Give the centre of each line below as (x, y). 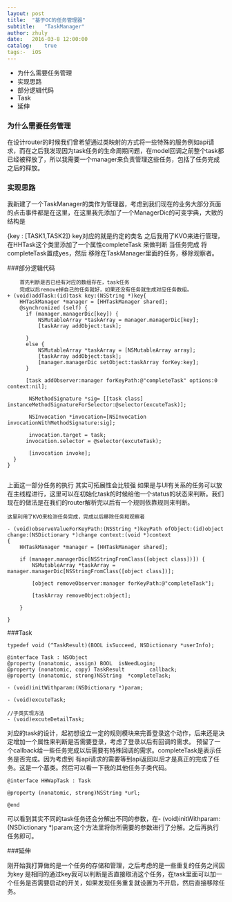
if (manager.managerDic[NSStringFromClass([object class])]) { (113, 559)
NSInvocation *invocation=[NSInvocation (88, 417)
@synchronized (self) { (54, 308)
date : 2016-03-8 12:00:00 (48, 39)
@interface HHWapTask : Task (49, 781)
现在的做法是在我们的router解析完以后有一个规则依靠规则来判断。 (100, 503)
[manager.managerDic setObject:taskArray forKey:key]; (118, 363)
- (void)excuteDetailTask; (46, 720)
